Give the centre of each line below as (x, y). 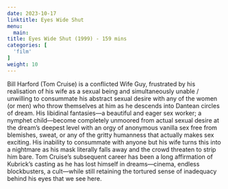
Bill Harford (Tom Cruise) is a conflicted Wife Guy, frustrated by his (101, 84)
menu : (15, 26)
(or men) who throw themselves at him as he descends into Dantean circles (114, 105)
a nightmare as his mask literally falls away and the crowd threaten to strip (112, 149)
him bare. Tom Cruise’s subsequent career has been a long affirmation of (110, 156)
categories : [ (27, 45)
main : (21, 33)
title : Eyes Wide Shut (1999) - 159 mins (67, 39)
